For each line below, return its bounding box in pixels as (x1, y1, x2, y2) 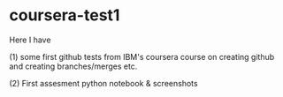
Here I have (9, 34, 51, 45)
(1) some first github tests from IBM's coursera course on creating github (9, 51, 275, 62)
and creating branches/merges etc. (9, 61, 138, 71)
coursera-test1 (9, 5, 120, 26)
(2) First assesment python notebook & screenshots (9, 78, 198, 88)
